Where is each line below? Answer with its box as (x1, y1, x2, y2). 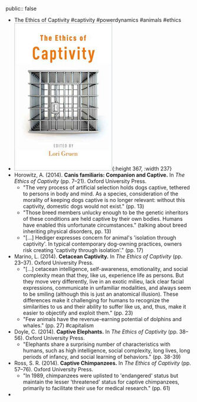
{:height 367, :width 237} (111, 165, 172, 172)
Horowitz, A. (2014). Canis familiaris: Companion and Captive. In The (14, 171, 185, 178)
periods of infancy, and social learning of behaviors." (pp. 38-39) (22, 354, 181, 360)
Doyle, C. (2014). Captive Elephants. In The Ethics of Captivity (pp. (14, 328, 178, 335)
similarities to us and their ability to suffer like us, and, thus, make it (22, 303, 186, 310)
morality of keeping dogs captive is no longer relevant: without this (22, 197, 185, 203)
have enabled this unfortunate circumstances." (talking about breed (22, 221, 187, 228)
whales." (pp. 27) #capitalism (22, 322, 94, 329)
